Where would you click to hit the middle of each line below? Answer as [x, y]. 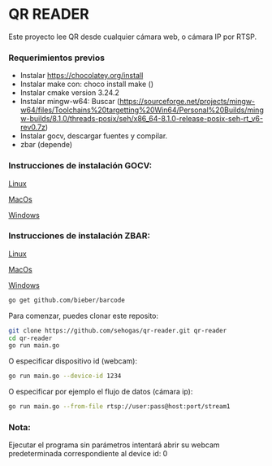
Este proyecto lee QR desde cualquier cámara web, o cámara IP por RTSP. [133, 37]
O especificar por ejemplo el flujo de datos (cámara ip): [101, 392]
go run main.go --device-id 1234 [65, 376]
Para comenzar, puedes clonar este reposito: [84, 316]
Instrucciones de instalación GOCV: [80, 166]
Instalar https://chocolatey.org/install [82, 76]
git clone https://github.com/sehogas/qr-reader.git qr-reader [118, 330]
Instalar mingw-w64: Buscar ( [70, 102]
